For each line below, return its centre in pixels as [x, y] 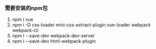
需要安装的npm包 [26, 8]
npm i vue [23, 19]
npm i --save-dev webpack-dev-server [53, 36]
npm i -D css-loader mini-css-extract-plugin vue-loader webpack [81, 25]
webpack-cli [25, 30]
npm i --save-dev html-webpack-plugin [54, 41]
